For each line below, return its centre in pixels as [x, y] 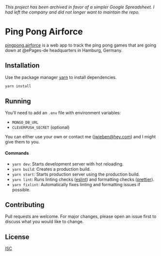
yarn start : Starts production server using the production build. [76, 174]
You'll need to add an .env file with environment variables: [63, 113]
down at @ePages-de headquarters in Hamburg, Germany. [64, 50]
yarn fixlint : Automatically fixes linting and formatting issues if [76, 184]
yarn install [18, 86]
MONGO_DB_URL [25, 123]
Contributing [25, 205]
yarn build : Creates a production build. [51, 169]
